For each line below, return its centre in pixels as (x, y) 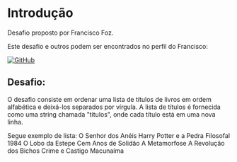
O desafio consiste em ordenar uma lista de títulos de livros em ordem (110, 99)
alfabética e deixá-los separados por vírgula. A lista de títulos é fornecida (114, 107)
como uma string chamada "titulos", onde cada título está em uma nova (111, 114)
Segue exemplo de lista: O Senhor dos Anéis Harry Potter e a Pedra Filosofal (119, 135)
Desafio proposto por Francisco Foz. (60, 33)
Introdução (40, 13)
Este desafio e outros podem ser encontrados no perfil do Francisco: (108, 46)
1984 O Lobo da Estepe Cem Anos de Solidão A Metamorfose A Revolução (116, 143)
